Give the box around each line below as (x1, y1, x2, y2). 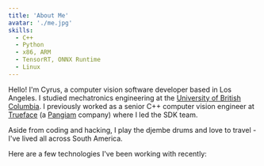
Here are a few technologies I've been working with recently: (8, 149, 208, 158)
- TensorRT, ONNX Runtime (15, 56, 101, 64)
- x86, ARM (15, 48, 52, 56)
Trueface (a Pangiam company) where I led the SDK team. (8, 110, 198, 119)
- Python (15, 41, 44, 49)
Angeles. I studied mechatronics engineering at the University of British (8, 92, 242, 103)
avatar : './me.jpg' (8, 19, 73, 27)
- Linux (15, 63, 41, 71)
